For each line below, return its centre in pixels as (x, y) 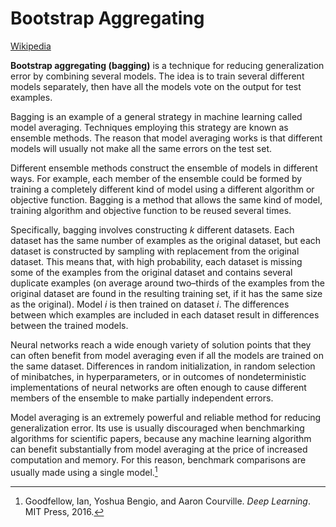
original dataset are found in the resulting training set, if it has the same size (166, 293)
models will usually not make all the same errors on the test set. (141, 148)
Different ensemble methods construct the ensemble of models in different (164, 168)
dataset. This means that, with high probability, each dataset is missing (156, 261)
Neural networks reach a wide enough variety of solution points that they (161, 344)
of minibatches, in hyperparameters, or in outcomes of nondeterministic (158, 376)
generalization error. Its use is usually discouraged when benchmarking (157, 428)
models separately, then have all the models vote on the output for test (156, 86)
